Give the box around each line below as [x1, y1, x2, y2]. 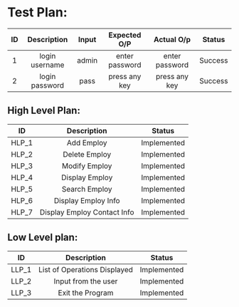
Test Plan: [7, 4, 68, 21]
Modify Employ [61, 161, 112, 171]
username [31, 60, 65, 70]
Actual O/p [154, 34, 191, 44]
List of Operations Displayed [38, 264, 134, 274]
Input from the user [53, 276, 118, 286]
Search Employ [61, 184, 112, 194]
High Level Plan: [7, 105, 80, 117]
